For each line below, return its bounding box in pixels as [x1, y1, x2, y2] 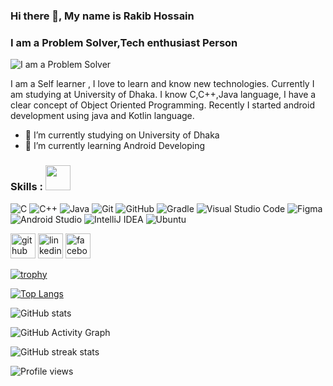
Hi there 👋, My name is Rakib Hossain [10, 9, 195, 23]
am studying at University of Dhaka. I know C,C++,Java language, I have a [10, 89, 317, 101]
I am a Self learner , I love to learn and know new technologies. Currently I [10, 78, 315, 90]
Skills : [10, 180, 44, 194]
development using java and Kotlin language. [10, 110, 195, 122]
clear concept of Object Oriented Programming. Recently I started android [10, 99, 315, 111]
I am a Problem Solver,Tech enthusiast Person [10, 35, 238, 49]
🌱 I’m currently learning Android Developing [24, 140, 206, 152]
